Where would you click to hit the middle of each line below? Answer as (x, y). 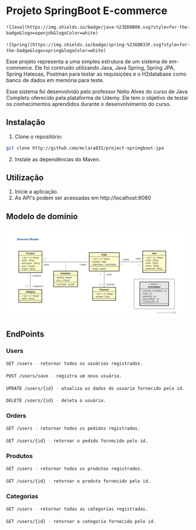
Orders (16, 416)
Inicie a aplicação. (36, 192)
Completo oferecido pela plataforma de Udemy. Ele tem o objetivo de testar (97, 97)
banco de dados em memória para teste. (55, 80)
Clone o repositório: (38, 137)
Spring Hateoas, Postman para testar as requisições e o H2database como (96, 74)
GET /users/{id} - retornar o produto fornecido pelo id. (78, 481)
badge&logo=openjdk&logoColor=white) (52, 33)
